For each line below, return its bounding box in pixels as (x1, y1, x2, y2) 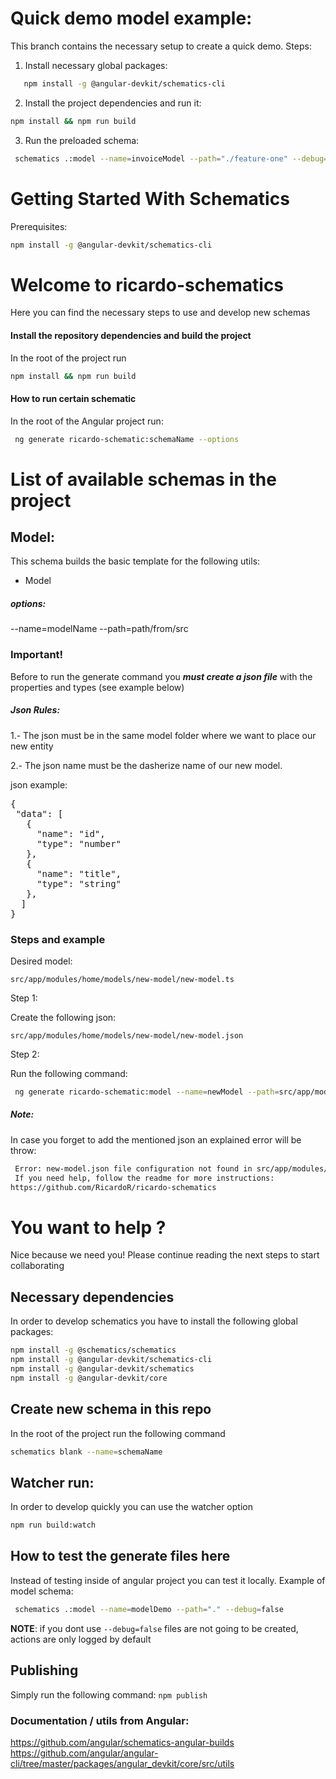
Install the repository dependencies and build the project (10, 329, 252, 341)
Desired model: (10, 955, 73, 967)
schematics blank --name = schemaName (10, 1447, 163, 1457)
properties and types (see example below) (10, 681, 185, 693)
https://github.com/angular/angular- (10, 1747, 159, 1759)
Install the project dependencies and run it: (24, 97, 202, 109)
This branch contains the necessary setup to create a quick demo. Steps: (10, 40, 312, 52)
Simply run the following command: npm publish (10, 1688, 208, 1701)
